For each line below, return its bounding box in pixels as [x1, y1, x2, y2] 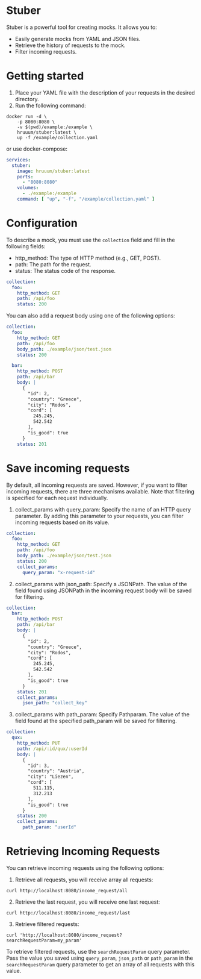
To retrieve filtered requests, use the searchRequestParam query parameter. [6, 948, 191, 955]
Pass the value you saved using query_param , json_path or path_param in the [6, 954, 194, 962]
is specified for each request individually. [6, 494, 108, 501]
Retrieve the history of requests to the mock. [14, 42, 126, 49]
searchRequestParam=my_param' [6, 937, 82, 943]
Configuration [6, 216, 78, 230]
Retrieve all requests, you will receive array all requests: [14, 876, 153, 883]
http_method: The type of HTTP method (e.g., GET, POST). [14, 254, 161, 261]
